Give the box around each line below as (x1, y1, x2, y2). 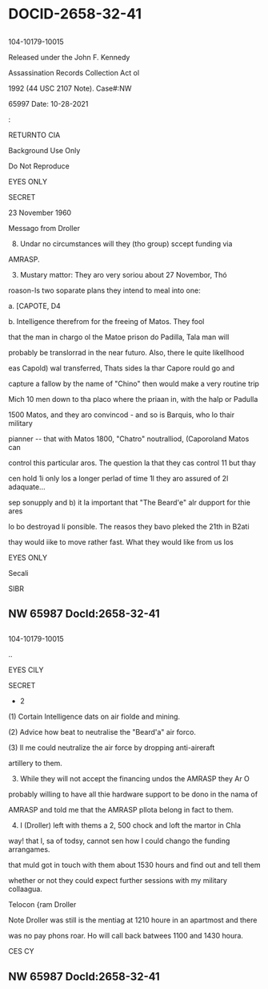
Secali (8, 568, 29, 578)
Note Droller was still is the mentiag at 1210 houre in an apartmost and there (8, 915, 258, 925)
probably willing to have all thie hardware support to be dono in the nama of (8, 789, 258, 799)
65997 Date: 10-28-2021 (8, 99, 89, 108)
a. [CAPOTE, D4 (8, 301, 62, 310)
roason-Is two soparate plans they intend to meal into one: (8, 286, 202, 295)
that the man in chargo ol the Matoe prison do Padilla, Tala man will (8, 332, 230, 342)
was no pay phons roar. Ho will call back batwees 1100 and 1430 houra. (8, 931, 244, 941)
